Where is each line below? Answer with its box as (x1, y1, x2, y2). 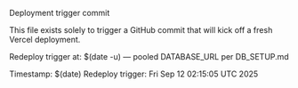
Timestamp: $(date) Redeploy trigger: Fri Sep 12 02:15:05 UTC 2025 (9, 68, 259, 79)
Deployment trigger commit (9, 8, 110, 18)
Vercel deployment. (9, 35, 81, 44)
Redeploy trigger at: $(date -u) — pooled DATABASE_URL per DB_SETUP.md (9, 52, 289, 61)
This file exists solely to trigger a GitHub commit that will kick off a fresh (9, 25, 273, 35)
